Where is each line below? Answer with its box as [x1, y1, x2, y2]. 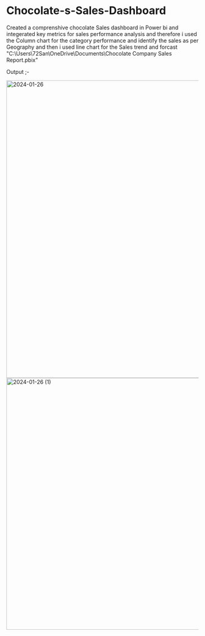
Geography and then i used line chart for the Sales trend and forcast [6, 43, 178, 51]
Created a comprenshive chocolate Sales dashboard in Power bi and [6, 24, 179, 31]
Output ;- [6, 68, 29, 75]
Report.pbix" [6, 56, 38, 63]
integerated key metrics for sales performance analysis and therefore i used [6, 30, 197, 37]
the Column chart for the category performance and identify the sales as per [6, 37, 199, 44]
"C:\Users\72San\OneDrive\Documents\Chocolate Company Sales [6, 49, 172, 57]
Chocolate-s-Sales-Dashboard [6, 4, 167, 18]
